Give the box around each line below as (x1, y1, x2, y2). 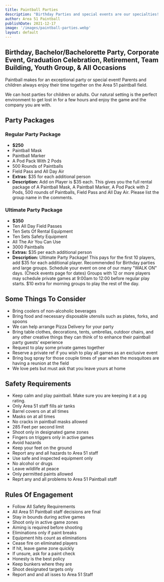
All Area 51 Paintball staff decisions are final (12, 509, 101, 515)
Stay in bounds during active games (12, 514, 85, 520)
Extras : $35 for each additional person (12, 173, 91, 180)
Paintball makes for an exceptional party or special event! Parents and (5, 77, 146, 83)
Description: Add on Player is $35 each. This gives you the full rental (12, 179, 152, 184)
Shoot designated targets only (12, 566, 74, 572)
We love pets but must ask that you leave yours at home (12, 365, 126, 371)
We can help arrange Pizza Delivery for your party (12, 323, 114, 330)
